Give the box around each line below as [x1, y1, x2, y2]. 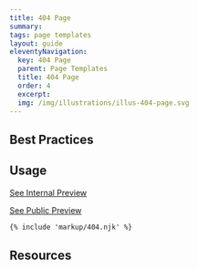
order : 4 [17, 81, 51, 90]
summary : [9, 22, 43, 31]
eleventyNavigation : [9, 47, 89, 57]
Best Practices [9, 131, 94, 147]
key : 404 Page [17, 56, 71, 65]
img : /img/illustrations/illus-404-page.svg [17, 98, 190, 108]
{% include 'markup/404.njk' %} [9, 222, 132, 232]
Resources [9, 247, 72, 263]
